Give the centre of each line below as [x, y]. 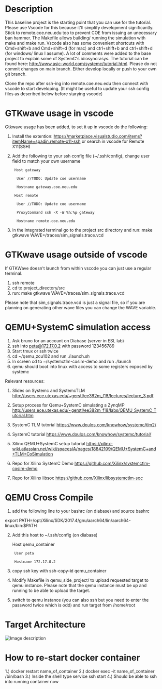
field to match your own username [46, 161]
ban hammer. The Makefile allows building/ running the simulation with [75, 38]
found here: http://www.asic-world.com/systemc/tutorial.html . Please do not [81, 64]
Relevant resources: [25, 381]
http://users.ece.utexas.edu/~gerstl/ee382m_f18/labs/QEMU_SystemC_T [84, 410]
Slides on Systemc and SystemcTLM [48, 390]
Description [29, 9]
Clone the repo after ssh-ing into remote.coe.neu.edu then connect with [77, 83]
